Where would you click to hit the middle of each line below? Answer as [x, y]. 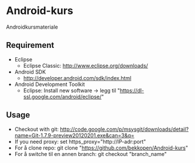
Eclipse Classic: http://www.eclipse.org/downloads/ [85, 65]
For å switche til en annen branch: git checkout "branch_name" [90, 154]
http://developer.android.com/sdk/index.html [77, 78]
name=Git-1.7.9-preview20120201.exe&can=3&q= [74, 135]
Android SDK [30, 72]
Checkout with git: [37, 129]
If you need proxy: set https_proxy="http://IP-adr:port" [80, 141]
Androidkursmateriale [32, 27]
